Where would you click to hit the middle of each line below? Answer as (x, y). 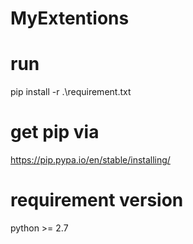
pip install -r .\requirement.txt (71, 92)
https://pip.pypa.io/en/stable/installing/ (90, 160)
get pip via (55, 132)
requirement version (97, 200)
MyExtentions (70, 18)
